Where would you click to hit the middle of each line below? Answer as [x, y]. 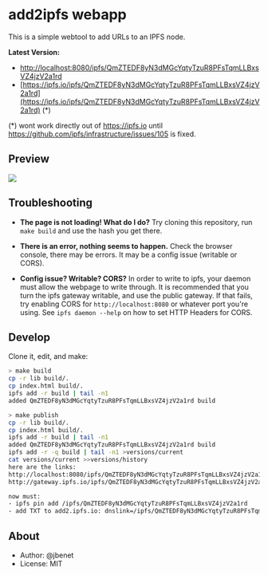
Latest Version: [34, 52]
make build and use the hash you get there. [91, 230]
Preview [29, 159]
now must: [25, 496]
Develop [29, 337]
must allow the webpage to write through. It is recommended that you [134, 287]
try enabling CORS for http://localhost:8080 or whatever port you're [134, 304]
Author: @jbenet [47, 555]
